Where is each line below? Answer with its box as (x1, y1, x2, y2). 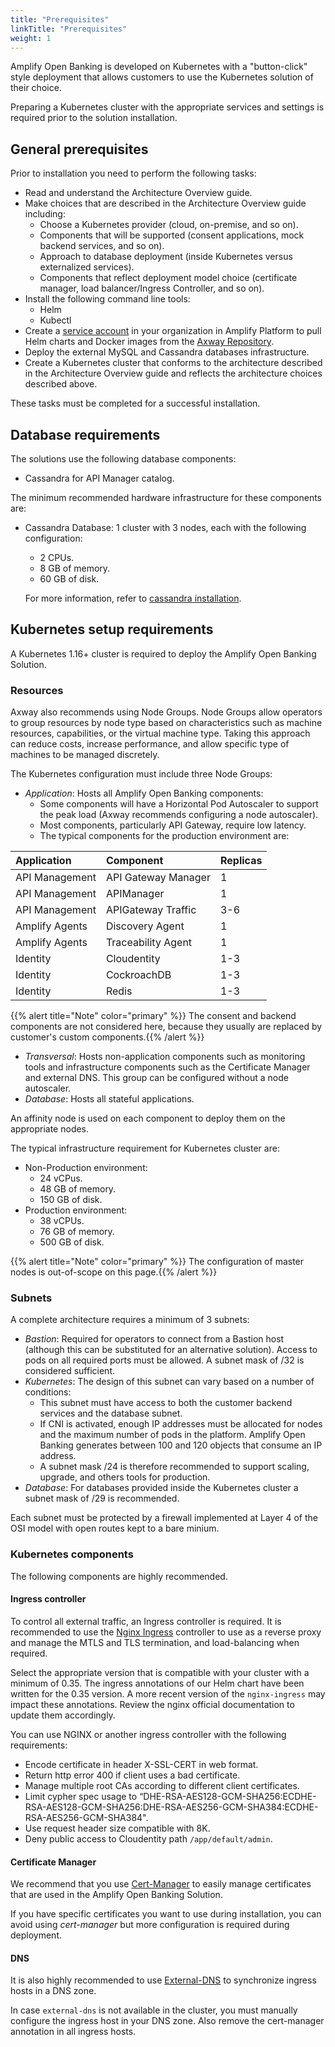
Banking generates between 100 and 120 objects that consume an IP (39, 1439, 323, 1451)
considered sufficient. (24, 1365, 115, 1377)
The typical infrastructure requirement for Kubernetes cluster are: (10, 1142, 280, 1155)
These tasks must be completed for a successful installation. (10, 397, 261, 410)
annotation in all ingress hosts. (10, 2026, 137, 2038)
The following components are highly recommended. (10, 1570, 228, 1582)
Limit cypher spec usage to (24, 1790, 138, 1802)
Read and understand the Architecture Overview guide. (24, 187, 253, 199)
